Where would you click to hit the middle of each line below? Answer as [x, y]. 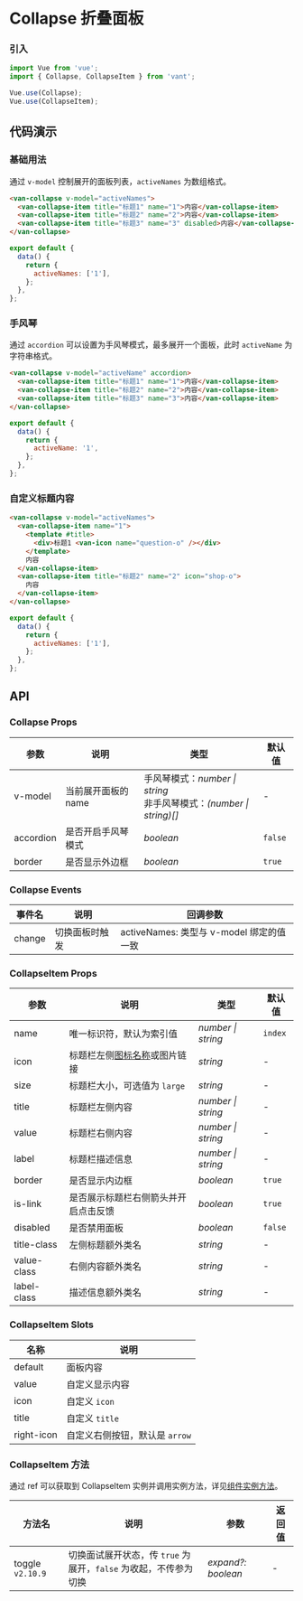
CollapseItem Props [53, 973]
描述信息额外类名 [105, 1293]
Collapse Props [43, 722]
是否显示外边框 [97, 862]
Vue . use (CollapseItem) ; [54, 102]
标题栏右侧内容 [101, 1133]
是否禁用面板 [96, 1228]
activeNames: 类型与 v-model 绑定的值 [203, 932]
